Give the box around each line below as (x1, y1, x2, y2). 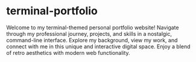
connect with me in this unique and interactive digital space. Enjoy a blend (6, 43, 191, 50)
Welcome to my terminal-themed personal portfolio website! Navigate (6, 24, 179, 31)
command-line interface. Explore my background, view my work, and (6, 36, 178, 44)
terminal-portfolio (6, 4, 98, 18)
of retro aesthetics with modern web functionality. (6, 49, 131, 56)
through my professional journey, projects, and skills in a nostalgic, (6, 30, 172, 37)
